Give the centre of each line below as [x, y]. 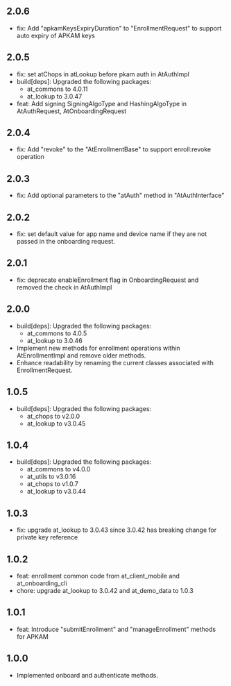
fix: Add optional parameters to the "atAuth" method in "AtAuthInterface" [120, 195]
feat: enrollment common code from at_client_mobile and [98, 576]
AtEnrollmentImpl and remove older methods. [81, 355]
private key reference [47, 537]
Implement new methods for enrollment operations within [99, 348]
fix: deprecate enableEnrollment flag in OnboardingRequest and [108, 280]
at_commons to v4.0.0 [59, 469]
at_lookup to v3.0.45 [56, 424]
